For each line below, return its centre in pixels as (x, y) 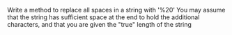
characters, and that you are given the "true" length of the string (99, 24)
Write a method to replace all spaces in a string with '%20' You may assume (116, 10)
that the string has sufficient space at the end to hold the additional (103, 17)
